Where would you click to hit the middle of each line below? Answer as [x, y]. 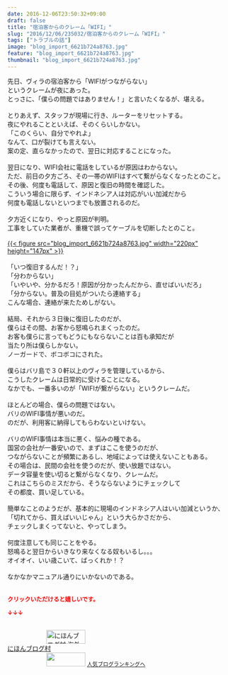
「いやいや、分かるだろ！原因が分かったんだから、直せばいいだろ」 [106, 284]
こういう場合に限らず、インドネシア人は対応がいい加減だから [97, 194]
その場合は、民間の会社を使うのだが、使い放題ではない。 [91, 465]
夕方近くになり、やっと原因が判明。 [60, 219]
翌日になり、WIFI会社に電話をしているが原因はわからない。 [95, 167]
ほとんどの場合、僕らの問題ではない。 [63, 404]
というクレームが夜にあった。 [51, 90]
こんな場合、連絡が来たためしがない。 [63, 302]
